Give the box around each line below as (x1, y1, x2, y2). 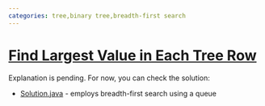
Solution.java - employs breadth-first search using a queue (19, 88, 217, 98)
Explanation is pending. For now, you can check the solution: (8, 73, 210, 83)
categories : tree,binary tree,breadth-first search (8, 11, 186, 20)
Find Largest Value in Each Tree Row (8, 46, 257, 64)
